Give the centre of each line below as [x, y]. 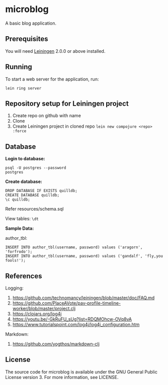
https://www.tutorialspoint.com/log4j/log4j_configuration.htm [76, 324]
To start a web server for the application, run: [52, 79]
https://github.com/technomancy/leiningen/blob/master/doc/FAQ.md [83, 298]
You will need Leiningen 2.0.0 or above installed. [55, 51]
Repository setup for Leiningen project [67, 103]
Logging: [14, 288]
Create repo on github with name [47, 116]
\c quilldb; [18, 200]
